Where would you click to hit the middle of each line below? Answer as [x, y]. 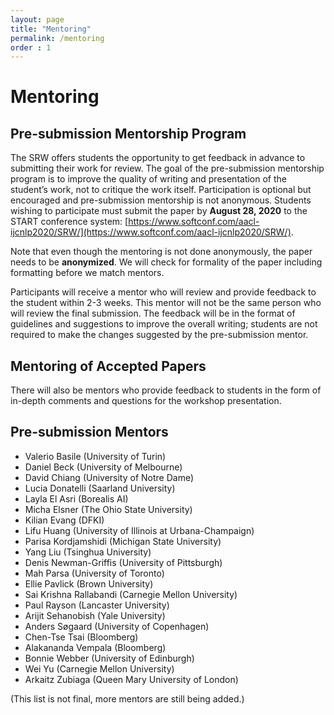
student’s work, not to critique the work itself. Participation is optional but [161, 190]
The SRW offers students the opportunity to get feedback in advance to [158, 158]
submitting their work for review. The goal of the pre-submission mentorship [167, 168]
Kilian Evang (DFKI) [64, 520]
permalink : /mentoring [57, 38]
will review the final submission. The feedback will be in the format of [153, 313]
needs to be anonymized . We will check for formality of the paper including [166, 262]
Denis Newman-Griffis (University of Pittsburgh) [123, 562]
